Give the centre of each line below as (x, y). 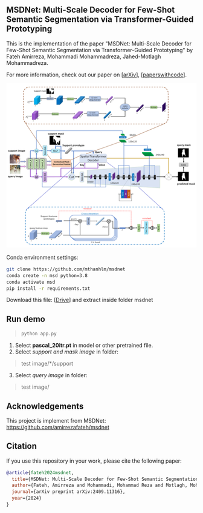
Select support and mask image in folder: (67, 352)
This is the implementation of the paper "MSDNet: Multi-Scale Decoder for (99, 43)
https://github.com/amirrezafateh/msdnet (58, 427)
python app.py (39, 334)
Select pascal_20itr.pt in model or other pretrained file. (84, 346)
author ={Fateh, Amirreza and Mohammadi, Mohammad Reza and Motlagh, (100, 485)
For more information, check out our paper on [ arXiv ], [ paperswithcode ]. (97, 75)
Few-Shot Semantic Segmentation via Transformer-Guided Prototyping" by (100, 50)
